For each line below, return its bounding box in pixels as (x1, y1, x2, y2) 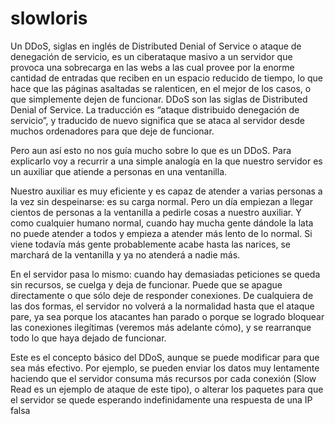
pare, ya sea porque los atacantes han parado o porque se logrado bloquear (10, 310, 325, 322)
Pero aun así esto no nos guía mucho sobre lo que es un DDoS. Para (10, 144, 292, 156)
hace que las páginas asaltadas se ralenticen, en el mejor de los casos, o (10, 82, 312, 94)
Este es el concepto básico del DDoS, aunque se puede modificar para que (10, 351, 320, 363)
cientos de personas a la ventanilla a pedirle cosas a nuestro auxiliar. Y (10, 206, 302, 218)
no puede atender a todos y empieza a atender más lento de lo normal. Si (10, 227, 313, 239)
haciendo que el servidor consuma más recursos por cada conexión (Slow (10, 372, 317, 384)
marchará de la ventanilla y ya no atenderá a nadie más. (10, 248, 241, 261)
